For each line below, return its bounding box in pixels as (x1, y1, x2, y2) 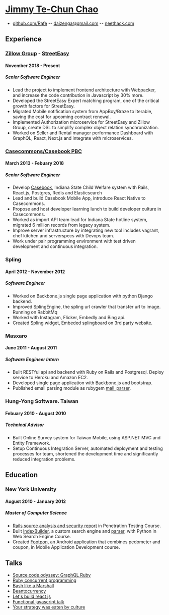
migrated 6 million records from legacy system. (12, 222, 111, 228)
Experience (5, 35, 42, 43)
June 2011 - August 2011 (5, 345, 57, 351)
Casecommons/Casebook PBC (5, 147, 82, 155)
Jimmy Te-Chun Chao (5, 4, 99, 15)
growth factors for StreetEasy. (12, 102, 75, 109)
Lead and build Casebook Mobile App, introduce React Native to (12, 195, 146, 201)
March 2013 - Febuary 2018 (5, 160, 64, 166)
